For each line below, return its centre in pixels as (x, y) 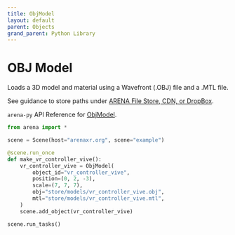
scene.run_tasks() (34, 224)
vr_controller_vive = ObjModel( (67, 166)
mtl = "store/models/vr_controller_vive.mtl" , (99, 199)
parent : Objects (31, 27)
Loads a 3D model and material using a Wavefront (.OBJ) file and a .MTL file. (118, 88)
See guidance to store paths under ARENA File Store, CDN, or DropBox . (110, 101)
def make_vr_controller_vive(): (54, 159)
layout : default (31, 20)
